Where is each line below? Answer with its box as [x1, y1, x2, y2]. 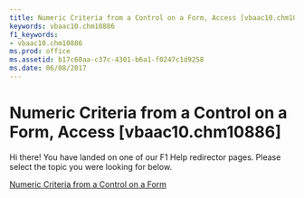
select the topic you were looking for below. [9, 161, 173, 172]
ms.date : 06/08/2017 [9, 64, 88, 73]
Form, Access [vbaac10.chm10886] [9, 122, 282, 143]
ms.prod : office [9, 47, 71, 56]
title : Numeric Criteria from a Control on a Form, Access [9, 13, 237, 23]
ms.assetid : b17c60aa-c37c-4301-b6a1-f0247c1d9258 [9, 55, 204, 64]
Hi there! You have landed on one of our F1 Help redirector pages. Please [9, 151, 281, 163]
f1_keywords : [9, 30, 59, 39]
